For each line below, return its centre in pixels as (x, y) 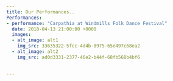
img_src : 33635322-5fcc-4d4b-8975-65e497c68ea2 (79, 46)
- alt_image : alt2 (35, 52)
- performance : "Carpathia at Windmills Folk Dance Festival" (87, 23)
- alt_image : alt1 (35, 40)
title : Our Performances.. (41, 12)
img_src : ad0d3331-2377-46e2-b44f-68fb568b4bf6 (79, 57)
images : (22, 35)
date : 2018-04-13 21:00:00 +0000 (54, 29)
